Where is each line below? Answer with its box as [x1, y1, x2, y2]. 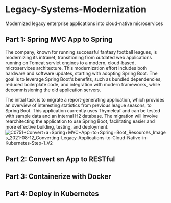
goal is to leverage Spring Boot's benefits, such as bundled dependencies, [5, 75, 162, 82]
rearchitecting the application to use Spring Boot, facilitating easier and [5, 118, 155, 124]
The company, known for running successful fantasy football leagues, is [5, 48, 157, 55]
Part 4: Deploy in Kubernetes [5, 189, 100, 198]
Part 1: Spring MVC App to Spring [5, 35, 113, 44]
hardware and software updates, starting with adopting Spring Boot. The [5, 70, 158, 77]
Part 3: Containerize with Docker [5, 172, 111, 181]
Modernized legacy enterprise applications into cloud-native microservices [5, 20, 163, 27]
